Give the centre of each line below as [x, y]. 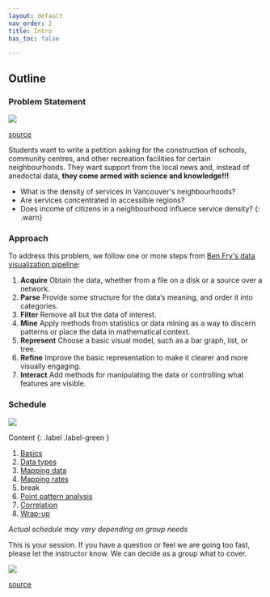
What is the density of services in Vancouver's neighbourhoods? [128, 191]
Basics [31, 453]
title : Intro [30, 31]
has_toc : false [34, 38]
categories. [39, 306]
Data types [38, 462]
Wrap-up [35, 513]
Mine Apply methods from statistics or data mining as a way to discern [138, 323]
